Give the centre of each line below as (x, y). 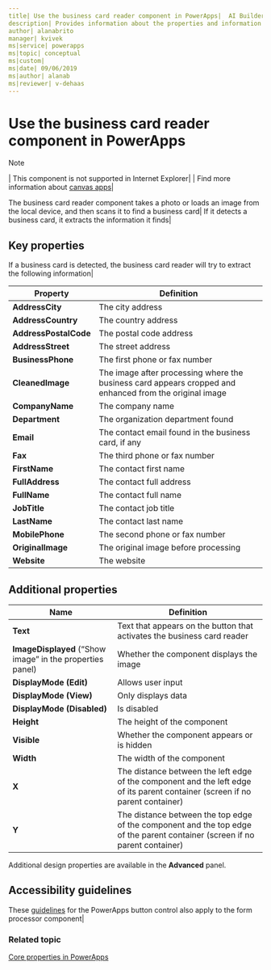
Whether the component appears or (185, 735)
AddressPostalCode (52, 334)
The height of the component (173, 722)
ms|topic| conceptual (45, 53)
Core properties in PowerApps (58, 957)
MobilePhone (38, 534)
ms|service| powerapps (46, 46)
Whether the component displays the (188, 654)
